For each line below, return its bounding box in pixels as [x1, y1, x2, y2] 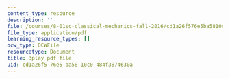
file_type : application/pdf [7, 29, 88, 36]
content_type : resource [7, 10, 75, 17]
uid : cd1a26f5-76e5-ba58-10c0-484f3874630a [7, 61, 133, 68]
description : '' [7, 16, 53, 23]
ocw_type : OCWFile [7, 42, 60, 49]
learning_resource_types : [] [7, 36, 90, 43]
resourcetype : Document [7, 49, 75, 56]
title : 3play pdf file [7, 55, 72, 62]
